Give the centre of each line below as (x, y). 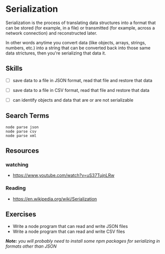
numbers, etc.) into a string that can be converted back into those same (78, 48)
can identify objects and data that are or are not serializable (73, 100)
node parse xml (21, 136)
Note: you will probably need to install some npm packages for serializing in (83, 241)
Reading (16, 188)
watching (17, 165)
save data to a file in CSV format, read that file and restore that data (81, 90)
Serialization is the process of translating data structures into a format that (81, 23)
